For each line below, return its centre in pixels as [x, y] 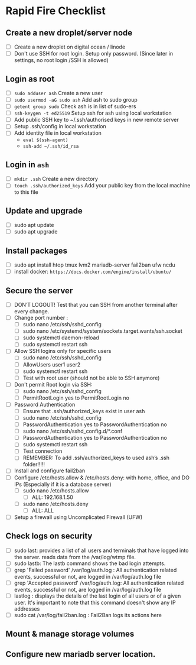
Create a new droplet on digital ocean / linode [70, 47]
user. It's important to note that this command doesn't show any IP [95, 602]
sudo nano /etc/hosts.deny [56, 504]
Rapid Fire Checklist [55, 11]
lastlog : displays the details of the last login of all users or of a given [97, 596]
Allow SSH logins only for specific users [63, 351]
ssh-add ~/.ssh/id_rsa [51, 147]
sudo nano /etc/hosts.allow [56, 490]
